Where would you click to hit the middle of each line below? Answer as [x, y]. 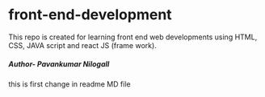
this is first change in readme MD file [69, 84]
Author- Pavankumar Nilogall [59, 64]
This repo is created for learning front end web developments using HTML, [133, 37]
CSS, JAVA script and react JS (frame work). [83, 45]
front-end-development [90, 15]
